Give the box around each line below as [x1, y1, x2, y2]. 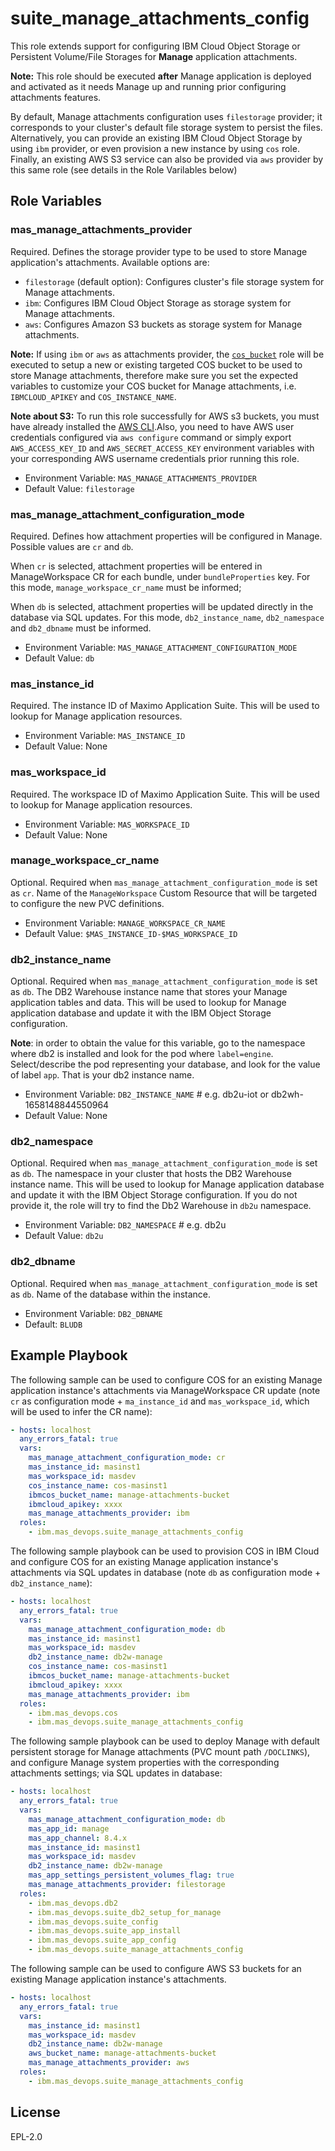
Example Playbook [10, 1347, 128, 1364]
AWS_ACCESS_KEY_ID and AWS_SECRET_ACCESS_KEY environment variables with [10, 442, 315, 454]
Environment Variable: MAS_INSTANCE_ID [24, 730, 186, 742]
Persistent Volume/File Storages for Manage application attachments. [10, 50, 298, 62]
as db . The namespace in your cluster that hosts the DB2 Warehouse [10, 1168, 292, 1180]
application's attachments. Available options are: [10, 256, 210, 268]
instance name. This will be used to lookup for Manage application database [10, 1178, 325, 1191]
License [10, 2104, 61, 2121]
